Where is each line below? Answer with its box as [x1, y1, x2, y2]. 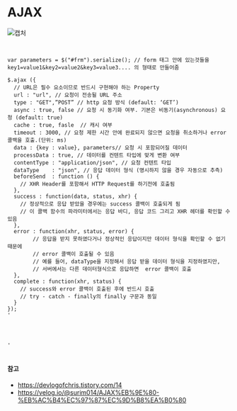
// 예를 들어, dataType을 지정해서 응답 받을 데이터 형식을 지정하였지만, [33, 258, 221, 265]
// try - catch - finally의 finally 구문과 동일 [20, 293, 157, 300]
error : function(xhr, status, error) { [13, 227, 134, 235]
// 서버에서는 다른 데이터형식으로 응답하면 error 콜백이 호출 [33, 265, 192, 273]
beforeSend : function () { [13, 173, 100, 180]
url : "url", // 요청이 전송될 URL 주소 [13, 91, 122, 98]
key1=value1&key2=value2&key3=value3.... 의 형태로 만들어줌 [7, 64, 180, 71]
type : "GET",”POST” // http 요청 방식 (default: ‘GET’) [13, 98, 179, 106]
